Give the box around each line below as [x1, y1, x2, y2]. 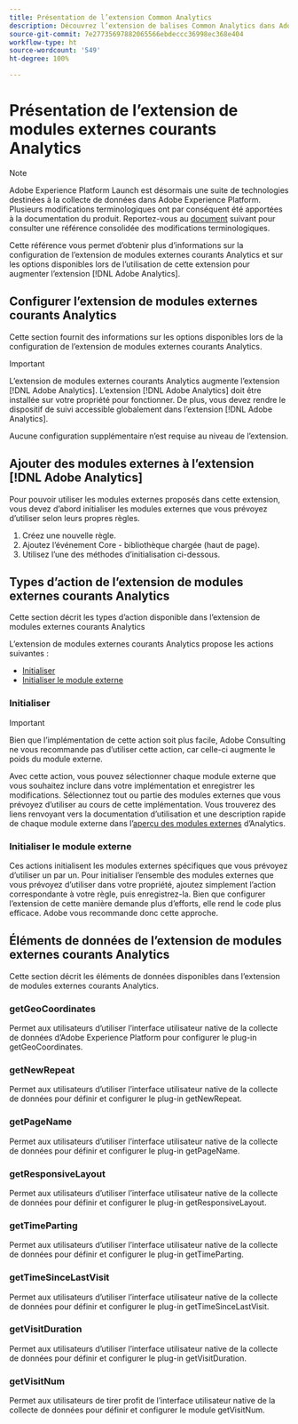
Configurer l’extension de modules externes [9, 294, 258, 310]
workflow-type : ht [9, 37, 77, 47]
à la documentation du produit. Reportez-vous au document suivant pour [9, 213, 276, 223]
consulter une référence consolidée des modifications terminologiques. [9, 222, 271, 233]
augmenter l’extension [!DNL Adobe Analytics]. [9, 268, 181, 278]
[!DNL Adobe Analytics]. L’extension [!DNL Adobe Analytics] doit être [9, 384, 262, 396]
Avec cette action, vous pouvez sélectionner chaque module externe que [9, 770, 277, 781]
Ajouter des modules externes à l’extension [9, 456, 255, 471]
